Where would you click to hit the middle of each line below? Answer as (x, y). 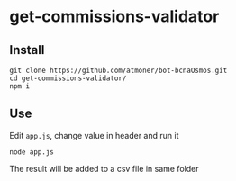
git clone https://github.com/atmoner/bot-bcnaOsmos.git (118, 70)
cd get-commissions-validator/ (68, 78)
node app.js (32, 152)
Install (27, 50)
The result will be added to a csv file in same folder (104, 168)
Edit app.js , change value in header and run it (94, 135)
